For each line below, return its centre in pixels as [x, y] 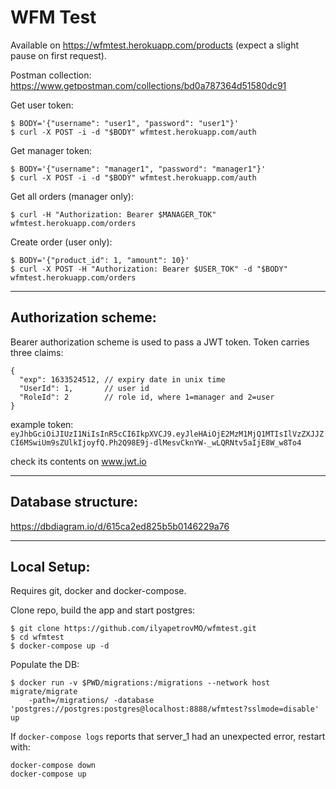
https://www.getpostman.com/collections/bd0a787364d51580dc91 [148, 85]
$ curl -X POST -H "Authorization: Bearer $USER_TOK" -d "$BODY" [149, 269]
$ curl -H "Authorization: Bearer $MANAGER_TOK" [113, 214]
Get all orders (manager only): [72, 196]
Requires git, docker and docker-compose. [98, 591]
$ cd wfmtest [37, 637]
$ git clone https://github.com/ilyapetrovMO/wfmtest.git [133, 629]
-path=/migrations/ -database [91, 701]
